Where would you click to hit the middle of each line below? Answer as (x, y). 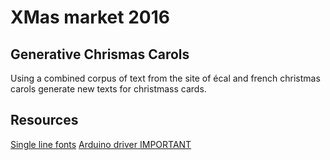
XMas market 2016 (90, 17)
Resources (44, 120)
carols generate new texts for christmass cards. (108, 89)
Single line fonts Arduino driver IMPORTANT (101, 144)
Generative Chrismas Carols (100, 54)
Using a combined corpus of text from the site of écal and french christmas (165, 78)
